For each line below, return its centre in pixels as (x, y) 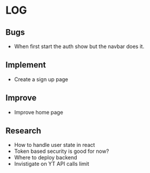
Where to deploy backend (45, 158)
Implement (26, 65)
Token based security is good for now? (61, 151)
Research (24, 131)
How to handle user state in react (54, 145)
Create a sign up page (41, 79)
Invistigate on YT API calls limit (52, 164)
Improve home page (38, 112)
